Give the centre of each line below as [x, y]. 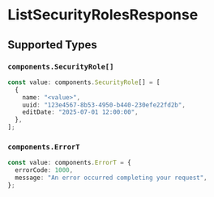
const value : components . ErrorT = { [69, 163]
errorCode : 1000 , [44, 170]
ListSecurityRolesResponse [103, 15]
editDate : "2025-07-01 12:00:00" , [80, 112]
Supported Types [53, 45]
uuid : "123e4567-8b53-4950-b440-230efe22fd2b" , [104, 105]
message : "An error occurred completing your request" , [111, 178]
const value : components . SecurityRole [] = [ [84, 82]
